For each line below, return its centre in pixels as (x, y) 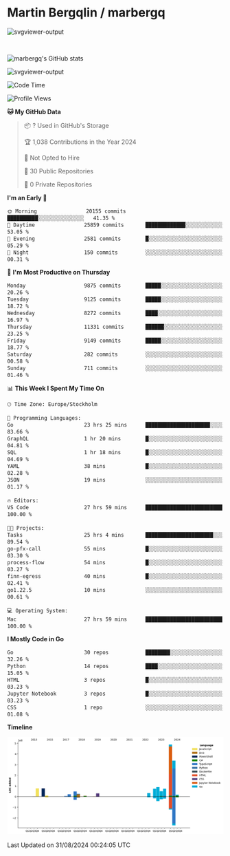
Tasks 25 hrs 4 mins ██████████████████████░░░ (115, 535)
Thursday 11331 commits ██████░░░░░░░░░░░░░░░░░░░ (115, 327)
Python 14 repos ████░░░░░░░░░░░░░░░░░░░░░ (115, 666)
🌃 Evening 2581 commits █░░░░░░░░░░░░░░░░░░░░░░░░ (115, 239)
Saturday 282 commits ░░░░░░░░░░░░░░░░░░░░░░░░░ (115, 354)
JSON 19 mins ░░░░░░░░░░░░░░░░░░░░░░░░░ (115, 480)
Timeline (20, 727)
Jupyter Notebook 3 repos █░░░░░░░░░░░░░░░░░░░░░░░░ (115, 694)
